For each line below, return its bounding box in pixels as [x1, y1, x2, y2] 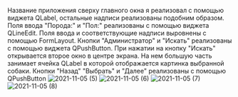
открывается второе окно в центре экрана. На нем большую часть [7, 51, 212, 60]
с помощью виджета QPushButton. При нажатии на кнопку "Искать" [7, 44, 216, 52]
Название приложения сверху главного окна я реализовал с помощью [7, 6, 224, 14]
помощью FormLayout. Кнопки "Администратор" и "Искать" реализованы [7, 36, 232, 45]
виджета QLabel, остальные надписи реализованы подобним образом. [7, 14, 224, 22]
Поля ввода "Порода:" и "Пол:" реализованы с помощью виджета [7, 21, 209, 29]
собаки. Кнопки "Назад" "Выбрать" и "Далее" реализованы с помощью [7, 67, 227, 75]
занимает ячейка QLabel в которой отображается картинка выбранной [7, 59, 224, 67]
